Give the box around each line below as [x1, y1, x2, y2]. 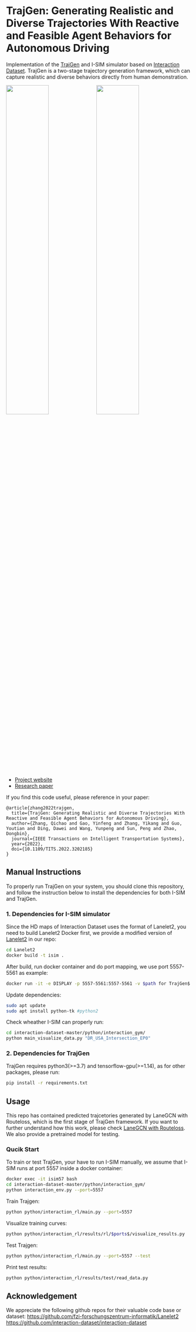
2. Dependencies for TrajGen [6, 1049, 90, 1058]
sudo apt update [6, 1002, 46, 1008]
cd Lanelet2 [6, 947, 35, 953]
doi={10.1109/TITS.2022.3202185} [11, 846, 93, 852]
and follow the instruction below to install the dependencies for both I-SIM [6, 889, 185, 896]
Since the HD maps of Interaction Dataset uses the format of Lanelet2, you [6, 923, 187, 930]
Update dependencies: [6, 991, 62, 998]
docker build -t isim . [6, 952, 65, 958]
